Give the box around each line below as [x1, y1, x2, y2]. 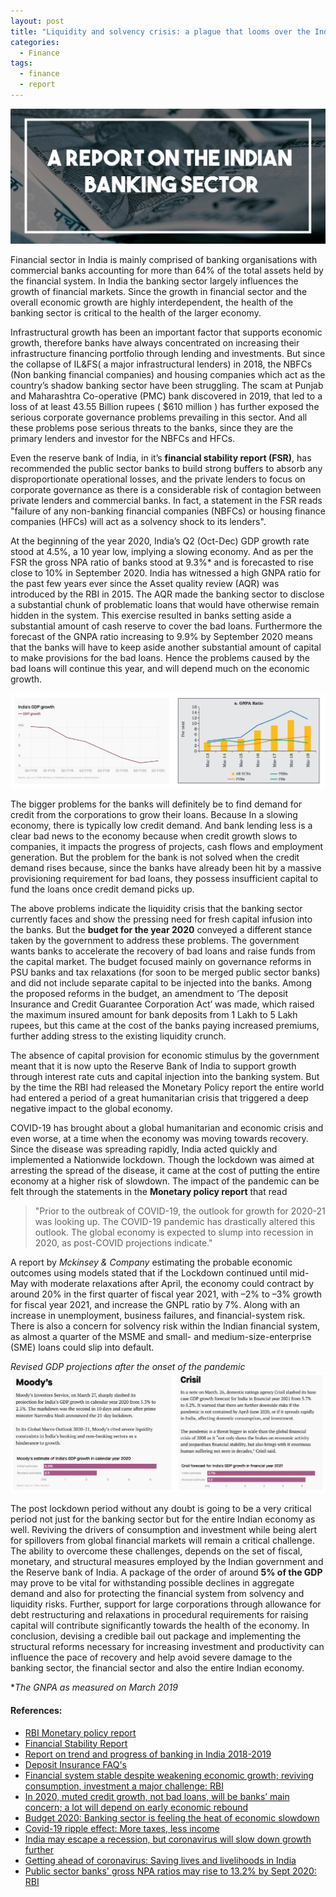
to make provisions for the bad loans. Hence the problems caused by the [10, 651, 311, 664]
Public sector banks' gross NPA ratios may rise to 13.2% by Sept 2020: [24, 1865, 317, 1877]
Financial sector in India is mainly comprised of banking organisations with [10, 253, 318, 265]
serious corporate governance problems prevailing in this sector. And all [10, 411, 308, 423]
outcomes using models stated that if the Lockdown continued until [10, 1267, 288, 1279]
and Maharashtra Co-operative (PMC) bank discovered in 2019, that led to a [10, 390, 323, 402]
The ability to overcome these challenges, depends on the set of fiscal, [10, 1545, 303, 1557]
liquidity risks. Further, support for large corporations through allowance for [10, 1598, 322, 1610]
